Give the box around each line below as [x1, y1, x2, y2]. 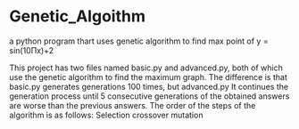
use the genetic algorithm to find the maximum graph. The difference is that [9, 71, 287, 82]
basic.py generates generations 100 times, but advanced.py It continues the [9, 81, 288, 92]
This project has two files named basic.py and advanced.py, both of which [9, 62, 283, 73]
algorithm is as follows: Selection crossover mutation [9, 109, 203, 120]
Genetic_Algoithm [9, 6, 145, 27]
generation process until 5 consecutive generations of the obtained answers [9, 91, 290, 101]
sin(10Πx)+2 [9, 44, 54, 55]
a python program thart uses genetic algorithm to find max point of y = [9, 36, 270, 46]
